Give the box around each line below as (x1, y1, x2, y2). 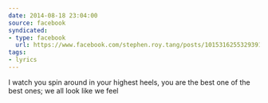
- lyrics (8, 56, 37, 64)
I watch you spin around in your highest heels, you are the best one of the (8, 77, 250, 87)
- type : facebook (8, 33, 66, 42)
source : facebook (8, 19, 66, 27)
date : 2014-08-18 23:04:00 (8, 11, 98, 20)
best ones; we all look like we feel (8, 86, 119, 95)
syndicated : (8, 26, 48, 34)
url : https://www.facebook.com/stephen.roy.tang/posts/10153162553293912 (15, 41, 266, 49)
